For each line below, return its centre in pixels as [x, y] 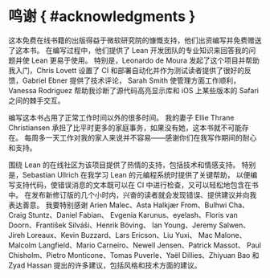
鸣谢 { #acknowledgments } [102, 16]
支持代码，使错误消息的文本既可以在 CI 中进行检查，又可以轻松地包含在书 [137, 185]
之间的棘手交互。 [37, 100]
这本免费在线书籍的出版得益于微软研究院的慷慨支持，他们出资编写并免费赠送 [135, 40]
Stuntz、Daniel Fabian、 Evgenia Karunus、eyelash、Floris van [133, 215]
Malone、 [230, 235]
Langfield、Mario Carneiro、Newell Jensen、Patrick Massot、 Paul [149, 245]
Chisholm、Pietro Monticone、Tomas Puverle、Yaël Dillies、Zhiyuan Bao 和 [134, 255]
